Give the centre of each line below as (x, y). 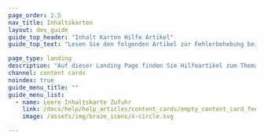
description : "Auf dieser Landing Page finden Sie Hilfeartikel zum (123, 66)
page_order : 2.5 (35, 15)
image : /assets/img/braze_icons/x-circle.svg (98, 117)
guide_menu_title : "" (44, 87)
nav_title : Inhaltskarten (50, 23)
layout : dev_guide (38, 30)
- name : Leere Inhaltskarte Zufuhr (73, 102)
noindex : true (31, 80)
